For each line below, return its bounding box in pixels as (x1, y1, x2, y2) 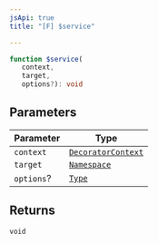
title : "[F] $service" (9, 22, 95, 31)
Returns (9, 203, 56, 219)
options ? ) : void (21, 80, 84, 89)
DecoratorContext (68, 147, 143, 157)
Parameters (9, 105, 77, 121)
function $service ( (9, 54, 84, 63)
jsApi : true (9, 13, 54, 23)
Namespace (68, 160, 112, 170)
